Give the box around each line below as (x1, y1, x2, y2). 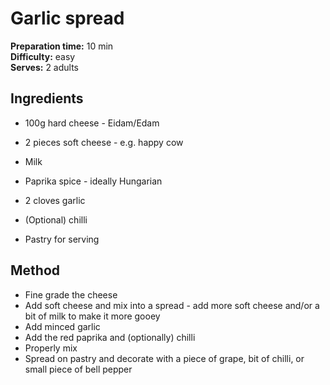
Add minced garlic (24, 320, 101, 332)
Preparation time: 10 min (10, 40, 114, 52)
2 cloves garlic (24, 194, 86, 206)
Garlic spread (10, 7, 125, 30)
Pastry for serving (24, 233, 100, 245)
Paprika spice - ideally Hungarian (24, 175, 163, 187)
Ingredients (10, 90, 84, 107)
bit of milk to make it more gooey (24, 310, 161, 322)
